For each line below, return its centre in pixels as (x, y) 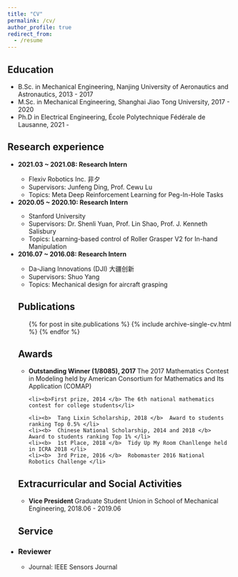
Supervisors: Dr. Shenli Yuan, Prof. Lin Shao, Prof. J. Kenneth (118, 224)
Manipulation (48, 246)
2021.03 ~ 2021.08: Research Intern (72, 164)
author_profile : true (40, 27)
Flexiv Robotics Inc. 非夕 (64, 179)
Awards (35, 354)
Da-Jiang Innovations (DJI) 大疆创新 (81, 269)
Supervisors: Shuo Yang (64, 276)
